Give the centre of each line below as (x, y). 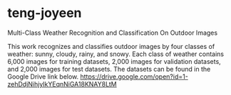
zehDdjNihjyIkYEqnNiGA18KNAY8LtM (62, 84)
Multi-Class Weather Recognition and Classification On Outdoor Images (113, 33)
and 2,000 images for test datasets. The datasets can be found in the (109, 69)
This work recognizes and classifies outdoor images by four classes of (111, 46)
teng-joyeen (45, 13)
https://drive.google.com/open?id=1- (134, 77)
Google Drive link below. (43, 77)
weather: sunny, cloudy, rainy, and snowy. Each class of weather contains (116, 54)
